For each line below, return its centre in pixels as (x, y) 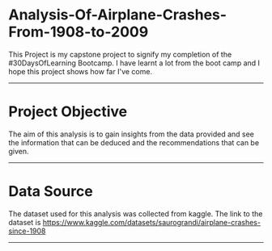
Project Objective (68, 112)
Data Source (51, 192)
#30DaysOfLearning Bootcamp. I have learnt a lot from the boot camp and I (134, 63)
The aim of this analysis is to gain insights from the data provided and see (132, 134)
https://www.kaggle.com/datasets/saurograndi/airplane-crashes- (152, 222)
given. (19, 151)
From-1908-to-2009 (79, 32)
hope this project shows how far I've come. (80, 71)
